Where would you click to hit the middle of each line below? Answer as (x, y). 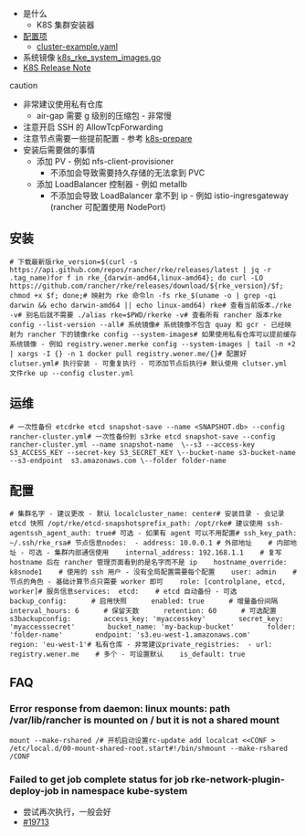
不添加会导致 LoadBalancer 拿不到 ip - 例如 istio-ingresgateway (169, 196)
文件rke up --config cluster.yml (72, 373)
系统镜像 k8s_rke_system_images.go (92, 57)
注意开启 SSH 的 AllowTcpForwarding (93, 127)
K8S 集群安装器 (65, 25)
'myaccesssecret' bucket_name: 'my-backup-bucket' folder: (153, 627)
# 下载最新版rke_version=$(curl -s (74, 262)
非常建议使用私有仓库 (63, 104)
